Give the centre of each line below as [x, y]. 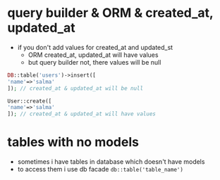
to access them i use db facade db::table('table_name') [100, 169]
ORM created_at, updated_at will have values [93, 55]
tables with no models [73, 142]
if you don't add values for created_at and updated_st [95, 47]
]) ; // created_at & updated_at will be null [75, 88]
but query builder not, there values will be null [94, 62]
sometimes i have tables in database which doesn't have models [111, 162]
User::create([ [30, 101]
